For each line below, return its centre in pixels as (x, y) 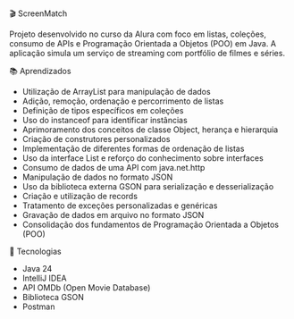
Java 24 (37, 269)
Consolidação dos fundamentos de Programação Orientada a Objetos (151, 224)
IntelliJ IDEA (44, 278)
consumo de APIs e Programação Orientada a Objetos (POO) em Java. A (143, 43)
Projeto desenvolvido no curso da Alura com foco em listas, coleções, (138, 34)
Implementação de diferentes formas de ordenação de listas (133, 148)
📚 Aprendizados (40, 71)
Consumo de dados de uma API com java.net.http (113, 168)
